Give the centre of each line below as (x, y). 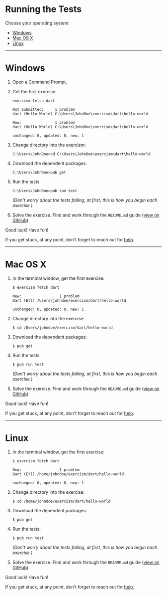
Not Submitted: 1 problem (44, 109)
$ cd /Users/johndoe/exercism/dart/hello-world (62, 328)
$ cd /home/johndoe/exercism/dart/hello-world (61, 501)
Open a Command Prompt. (40, 82)
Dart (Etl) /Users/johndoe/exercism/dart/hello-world (69, 300)
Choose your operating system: (37, 23)
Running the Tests (43, 9)
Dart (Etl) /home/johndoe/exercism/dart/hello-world (68, 474)
